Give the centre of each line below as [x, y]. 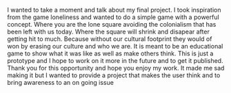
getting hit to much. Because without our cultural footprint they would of [110, 39]
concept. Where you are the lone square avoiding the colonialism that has [112, 24]
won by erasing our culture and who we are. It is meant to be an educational [115, 46]
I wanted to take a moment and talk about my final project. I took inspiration [114, 10]
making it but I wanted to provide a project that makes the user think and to [114, 75]
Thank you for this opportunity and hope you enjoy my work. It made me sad [116, 68]
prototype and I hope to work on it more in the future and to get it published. [115, 61]
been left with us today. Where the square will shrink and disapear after [109, 31]
